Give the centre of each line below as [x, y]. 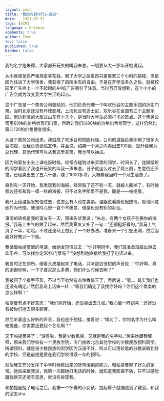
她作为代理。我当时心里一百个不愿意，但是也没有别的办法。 [65, 208]
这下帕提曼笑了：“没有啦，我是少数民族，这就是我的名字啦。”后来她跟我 [76, 336]
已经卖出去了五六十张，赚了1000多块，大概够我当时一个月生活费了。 [83, 174]
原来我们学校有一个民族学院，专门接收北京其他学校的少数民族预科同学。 [86, 342]
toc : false [16, 42]
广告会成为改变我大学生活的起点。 [39, 94]
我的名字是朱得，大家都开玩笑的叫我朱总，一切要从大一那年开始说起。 [76, 65]
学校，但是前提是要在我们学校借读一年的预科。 [56, 354]
